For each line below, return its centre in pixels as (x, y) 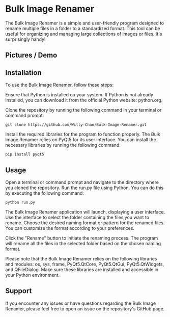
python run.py (20, 202)
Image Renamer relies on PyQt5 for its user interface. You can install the (81, 140)
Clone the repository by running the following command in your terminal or (83, 110)
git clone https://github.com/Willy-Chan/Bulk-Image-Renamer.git (76, 125)
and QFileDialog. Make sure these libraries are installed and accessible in (82, 269)
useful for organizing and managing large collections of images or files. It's (84, 34)
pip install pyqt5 (25, 154)
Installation (23, 73)
